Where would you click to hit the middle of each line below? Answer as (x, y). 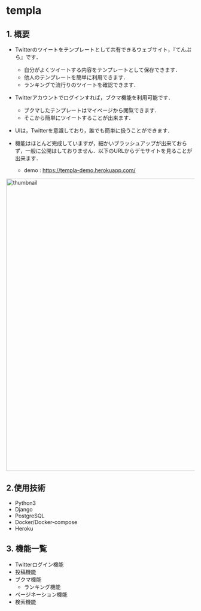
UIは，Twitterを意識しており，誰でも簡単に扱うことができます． (94, 130)
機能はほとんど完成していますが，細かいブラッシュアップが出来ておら (101, 143)
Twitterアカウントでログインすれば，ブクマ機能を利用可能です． (94, 97)
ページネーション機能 (41, 594)
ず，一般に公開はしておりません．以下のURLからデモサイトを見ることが (103, 151)
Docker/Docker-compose (46, 522)
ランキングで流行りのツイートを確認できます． (81, 85)
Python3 (25, 503)
